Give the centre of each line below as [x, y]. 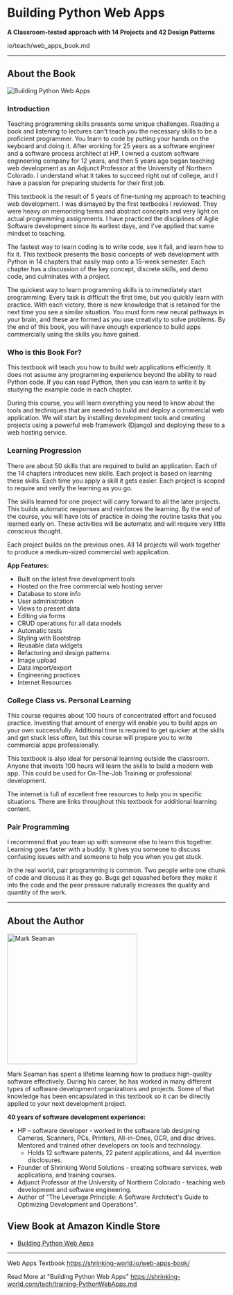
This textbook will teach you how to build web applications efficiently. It [109, 367]
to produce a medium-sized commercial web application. [88, 552]
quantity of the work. [37, 892]
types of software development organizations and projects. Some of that [111, 1089]
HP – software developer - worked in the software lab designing [108, 1131]
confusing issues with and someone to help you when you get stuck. [105, 857]
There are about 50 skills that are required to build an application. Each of [112, 466]
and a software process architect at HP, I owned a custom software [103, 154]
